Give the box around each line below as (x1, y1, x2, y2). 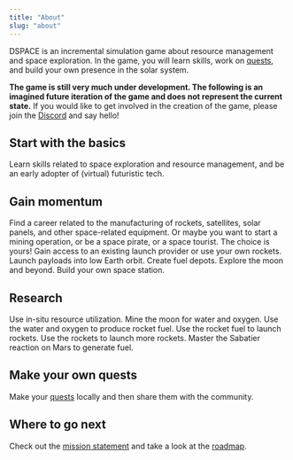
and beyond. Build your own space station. (9, 265, 166, 276)
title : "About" (9, 12, 66, 22)
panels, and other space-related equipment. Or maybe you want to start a (9, 227, 278, 238)
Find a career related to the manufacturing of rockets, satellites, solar (9, 218, 261, 229)
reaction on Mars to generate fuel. (9, 342, 135, 353)
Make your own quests (9, 368, 138, 383)
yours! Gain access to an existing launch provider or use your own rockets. (9, 246, 281, 257)
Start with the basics (9, 135, 127, 151)
